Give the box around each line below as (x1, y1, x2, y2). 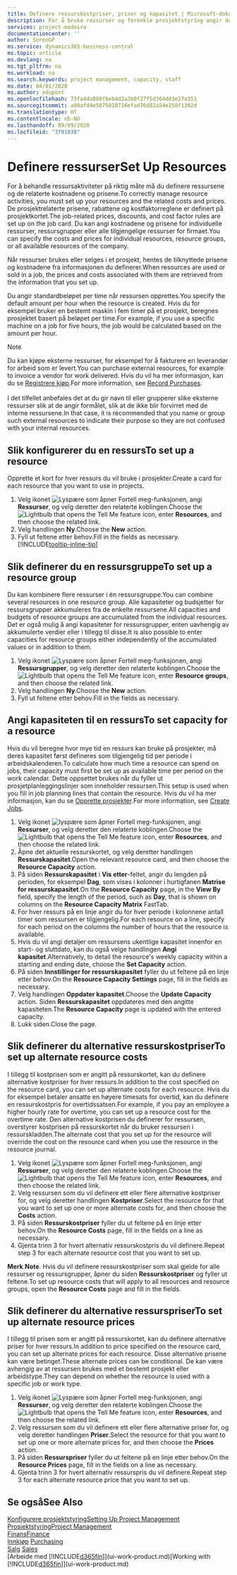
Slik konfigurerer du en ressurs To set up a (7, 444, 195, 456)
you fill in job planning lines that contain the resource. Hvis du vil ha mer (7, 789, 217, 797)
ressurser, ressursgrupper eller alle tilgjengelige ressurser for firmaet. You (7, 227, 221, 235)
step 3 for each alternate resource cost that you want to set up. (17, 1249, 202, 1257)
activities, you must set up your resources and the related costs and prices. (7, 197, 226, 205)
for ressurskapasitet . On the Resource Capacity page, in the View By (17, 885, 221, 893)
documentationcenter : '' (7, 30, 80, 37)
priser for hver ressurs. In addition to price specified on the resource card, (7, 1342, 221, 1351)
